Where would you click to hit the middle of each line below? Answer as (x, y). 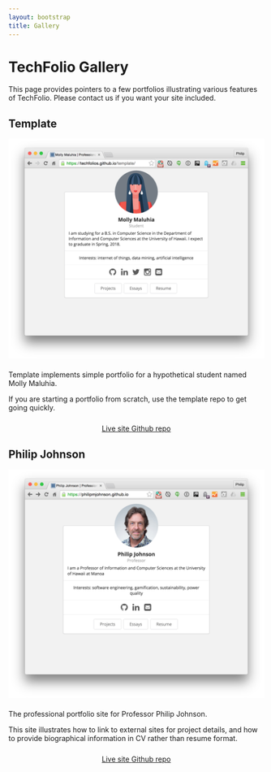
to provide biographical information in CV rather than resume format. (123, 739)
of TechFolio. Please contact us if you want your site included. (112, 98)
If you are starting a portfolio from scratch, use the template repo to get (128, 399)
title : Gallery (34, 26)
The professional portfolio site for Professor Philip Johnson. (108, 714)
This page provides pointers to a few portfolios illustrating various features (133, 89)
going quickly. (32, 408)
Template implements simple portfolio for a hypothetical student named (128, 375)
